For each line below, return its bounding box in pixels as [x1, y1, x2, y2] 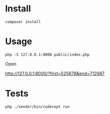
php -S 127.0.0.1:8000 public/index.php [5, 52, 90, 57]
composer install [5, 19, 41, 24]
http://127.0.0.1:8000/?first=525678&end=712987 [5, 70, 105, 76]
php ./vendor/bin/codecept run [5, 104, 70, 109]
